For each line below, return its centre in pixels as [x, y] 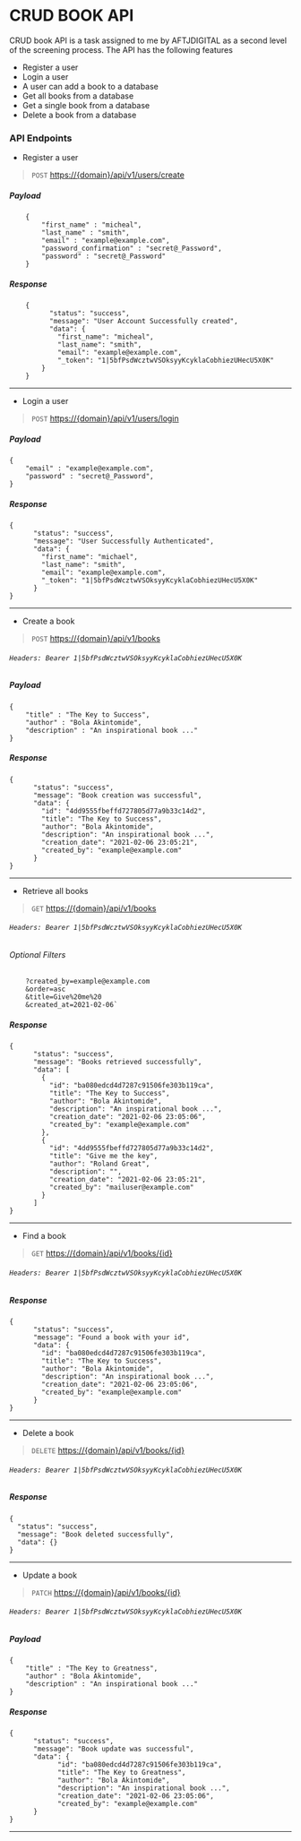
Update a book [50, 1575]
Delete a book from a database [79, 115]
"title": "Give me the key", [103, 1157]
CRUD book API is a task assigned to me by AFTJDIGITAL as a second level [148, 40]
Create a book [48, 621]
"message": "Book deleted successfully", [96, 1534]
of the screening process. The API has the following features [121, 49]
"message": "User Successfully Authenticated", [124, 542]
